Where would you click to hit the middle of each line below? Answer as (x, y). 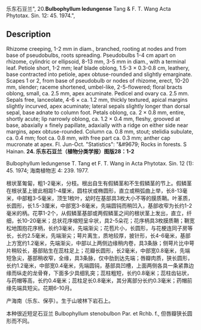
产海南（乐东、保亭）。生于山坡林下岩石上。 (60, 301)
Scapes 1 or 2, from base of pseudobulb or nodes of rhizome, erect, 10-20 (98, 80)
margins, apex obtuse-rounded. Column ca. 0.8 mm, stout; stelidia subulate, (100, 131)
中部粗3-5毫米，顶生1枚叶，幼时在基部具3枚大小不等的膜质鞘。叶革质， (105, 198)
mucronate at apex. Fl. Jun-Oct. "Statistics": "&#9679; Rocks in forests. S (97, 144)
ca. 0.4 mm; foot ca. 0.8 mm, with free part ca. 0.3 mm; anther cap (88, 138)
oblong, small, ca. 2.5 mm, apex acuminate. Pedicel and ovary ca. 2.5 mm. (98, 93)
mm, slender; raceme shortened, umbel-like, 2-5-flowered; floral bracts (94, 87)
